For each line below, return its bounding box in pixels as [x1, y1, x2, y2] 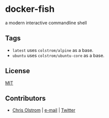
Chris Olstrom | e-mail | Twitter [12, 107, 76, 113]
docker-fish [5, 3, 55, 15]
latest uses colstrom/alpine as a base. [12, 47, 94, 53]
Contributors [5, 94, 46, 102]
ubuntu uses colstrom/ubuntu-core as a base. [12, 52, 105, 58]
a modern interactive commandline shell [5, 20, 87, 26]
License [5, 67, 30, 75]
